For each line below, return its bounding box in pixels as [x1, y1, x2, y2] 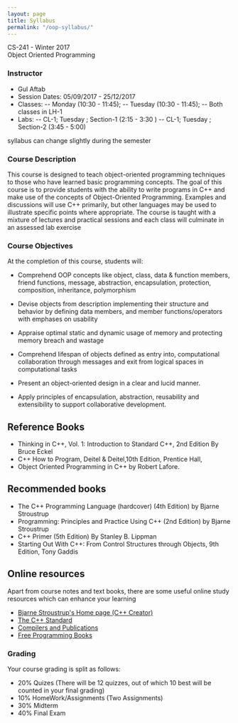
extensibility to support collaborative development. [17, 400, 167, 409]
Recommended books [7, 483, 107, 495]
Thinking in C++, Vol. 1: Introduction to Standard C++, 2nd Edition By [17, 440, 219, 448]
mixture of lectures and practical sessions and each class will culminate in [7, 215, 225, 224]
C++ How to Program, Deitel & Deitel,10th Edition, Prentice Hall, [17, 455, 202, 463]
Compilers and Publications [17, 623, 99, 632]
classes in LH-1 [17, 107, 63, 116]
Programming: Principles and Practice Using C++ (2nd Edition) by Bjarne [17, 517, 231, 525]
